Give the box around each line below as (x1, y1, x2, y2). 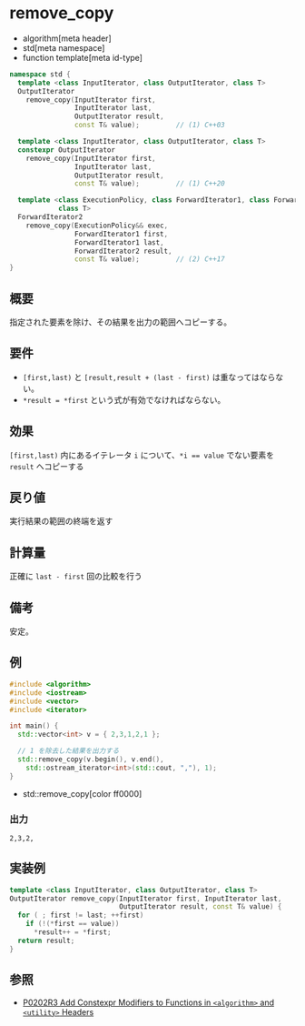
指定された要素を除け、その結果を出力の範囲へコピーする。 (9, 317, 232, 327)
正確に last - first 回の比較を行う (9, 571, 143, 582)
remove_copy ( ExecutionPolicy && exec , (25, 221, 169, 230)
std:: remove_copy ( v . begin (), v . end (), (17, 755, 165, 764)
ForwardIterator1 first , (74, 229, 169, 238)
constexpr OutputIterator (17, 145, 116, 155)
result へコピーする (9, 460, 84, 471)
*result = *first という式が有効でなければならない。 (22, 394, 226, 405)
